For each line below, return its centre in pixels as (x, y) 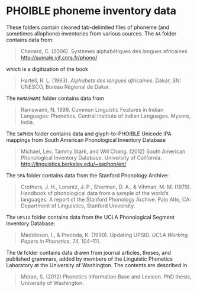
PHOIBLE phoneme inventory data (91, 11)
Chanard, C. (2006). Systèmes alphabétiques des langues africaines (104, 51)
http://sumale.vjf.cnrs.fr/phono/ (59, 57)
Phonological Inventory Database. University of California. (91, 157)
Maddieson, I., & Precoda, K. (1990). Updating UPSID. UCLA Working (104, 235)
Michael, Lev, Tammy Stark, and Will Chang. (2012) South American (103, 151)
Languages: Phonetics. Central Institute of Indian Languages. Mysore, (106, 116)
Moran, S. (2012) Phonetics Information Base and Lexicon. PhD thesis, (106, 277)
